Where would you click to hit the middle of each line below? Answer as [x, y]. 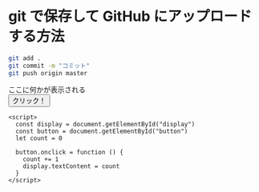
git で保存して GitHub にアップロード [130, 16]
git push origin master [48, 73]
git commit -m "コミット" [49, 66]
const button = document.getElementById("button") [102, 131]
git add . [25, 58]
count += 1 [41, 159]
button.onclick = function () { [70, 152]
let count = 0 [39, 138]
